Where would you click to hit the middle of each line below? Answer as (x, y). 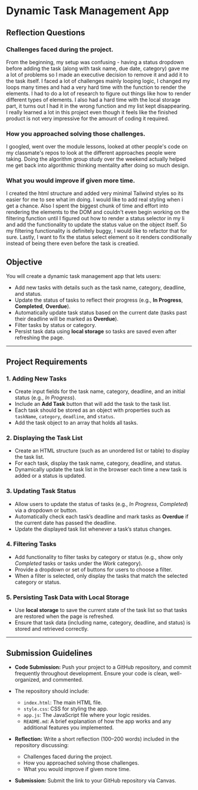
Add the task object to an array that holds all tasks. (76, 422)
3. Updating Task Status (41, 491)
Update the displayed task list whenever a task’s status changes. (93, 529)
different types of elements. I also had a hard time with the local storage (93, 100)
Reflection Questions (46, 33)
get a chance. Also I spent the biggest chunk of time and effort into (88, 206)
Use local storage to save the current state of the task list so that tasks (101, 610)
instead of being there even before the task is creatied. (73, 243)
